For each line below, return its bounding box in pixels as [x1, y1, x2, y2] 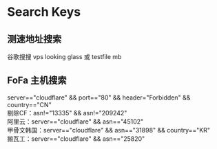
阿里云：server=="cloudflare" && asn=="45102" [7, 117, 144, 126]
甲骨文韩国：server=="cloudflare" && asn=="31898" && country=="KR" [7, 126, 211, 134]
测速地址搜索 [7, 33, 62, 45]
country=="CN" [7, 100, 52, 108]
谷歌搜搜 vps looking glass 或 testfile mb [7, 53, 122, 60]
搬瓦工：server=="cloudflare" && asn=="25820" [7, 135, 145, 143]
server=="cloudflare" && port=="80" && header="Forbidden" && [7, 93, 191, 102]
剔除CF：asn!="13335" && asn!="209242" [7, 108, 127, 117]
